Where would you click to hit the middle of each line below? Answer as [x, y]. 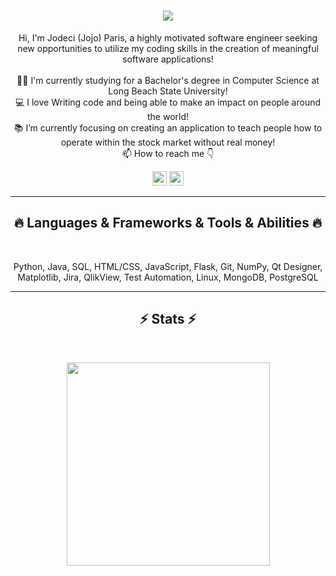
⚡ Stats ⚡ [168, 319]
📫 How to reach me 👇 [168, 153]
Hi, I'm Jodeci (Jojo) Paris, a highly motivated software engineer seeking [168, 37]
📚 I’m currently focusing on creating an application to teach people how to [168, 127]
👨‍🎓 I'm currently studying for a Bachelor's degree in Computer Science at [168, 80]
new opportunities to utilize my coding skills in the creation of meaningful [168, 48]
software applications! [168, 59]
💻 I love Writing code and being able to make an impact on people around [168, 102]
